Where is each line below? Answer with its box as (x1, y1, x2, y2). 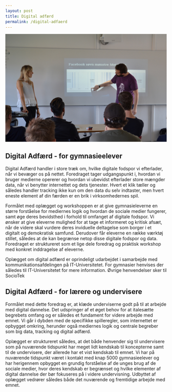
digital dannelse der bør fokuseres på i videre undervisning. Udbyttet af (5, 371, 156, 377)
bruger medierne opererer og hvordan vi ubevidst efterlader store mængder (5, 176, 165, 182)
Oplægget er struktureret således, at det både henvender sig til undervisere (5, 338, 165, 344)
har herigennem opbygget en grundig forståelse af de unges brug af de (5, 360, 156, 366)
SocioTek (5, 272, 25, 279)
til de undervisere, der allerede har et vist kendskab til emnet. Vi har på (5, 349, 155, 355)
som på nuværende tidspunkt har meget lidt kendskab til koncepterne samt (5, 344, 164, 350)
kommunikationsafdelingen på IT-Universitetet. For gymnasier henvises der (5, 262, 164, 268)
